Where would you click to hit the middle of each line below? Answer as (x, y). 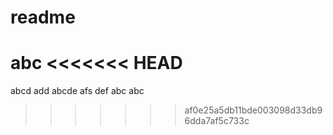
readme (43, 17)
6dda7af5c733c (217, 121)
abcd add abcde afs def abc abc (77, 91)
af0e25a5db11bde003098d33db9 (253, 110)
